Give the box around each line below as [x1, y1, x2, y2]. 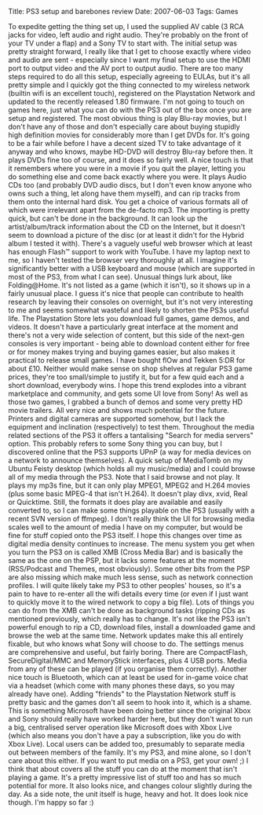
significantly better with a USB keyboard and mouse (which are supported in [8, 264, 255, 273]
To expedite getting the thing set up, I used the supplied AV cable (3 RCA [8, 22, 244, 31]
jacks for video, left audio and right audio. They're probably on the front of [8, 31, 249, 39]
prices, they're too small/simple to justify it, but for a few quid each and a [8, 372, 245, 382]
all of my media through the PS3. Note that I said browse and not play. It [8, 473, 241, 481]
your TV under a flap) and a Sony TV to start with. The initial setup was [8, 38, 238, 48]
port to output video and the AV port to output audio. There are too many [8, 64, 243, 73]
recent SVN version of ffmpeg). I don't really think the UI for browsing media [8, 514, 255, 523]
